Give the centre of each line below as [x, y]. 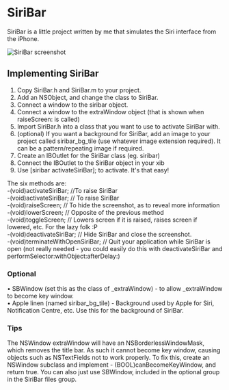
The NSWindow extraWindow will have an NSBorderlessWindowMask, [106, 343]
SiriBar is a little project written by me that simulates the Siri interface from [112, 31]
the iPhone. [23, 38]
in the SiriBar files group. [42, 379]
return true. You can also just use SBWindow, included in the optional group [113, 372]
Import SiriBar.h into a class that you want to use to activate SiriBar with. [118, 126]
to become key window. [40, 296]
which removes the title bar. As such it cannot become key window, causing [114, 350]
